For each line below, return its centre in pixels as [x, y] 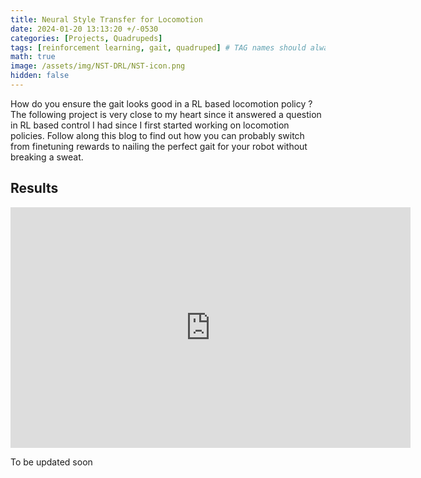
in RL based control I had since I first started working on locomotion [150, 125]
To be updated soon [51, 462]
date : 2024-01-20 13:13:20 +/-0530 [84, 29]
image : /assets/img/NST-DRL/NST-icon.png [98, 66]
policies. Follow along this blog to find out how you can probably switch [157, 135]
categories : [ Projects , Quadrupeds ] [86, 38]
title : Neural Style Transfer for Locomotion [106, 19]
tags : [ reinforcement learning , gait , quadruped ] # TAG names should [158, 47]
